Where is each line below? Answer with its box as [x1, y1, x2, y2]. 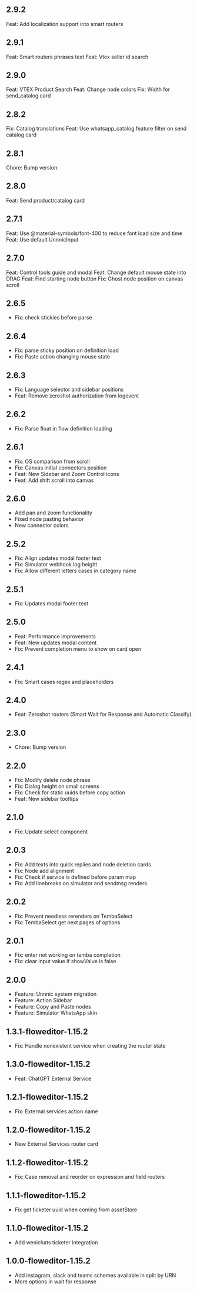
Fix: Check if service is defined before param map [14, 873, 136, 881]
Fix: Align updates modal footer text [14, 555, 102, 562]
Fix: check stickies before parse [14, 314, 92, 321]
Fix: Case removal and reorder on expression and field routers [14, 1173, 165, 1181]
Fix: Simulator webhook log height [14, 561, 98, 568]
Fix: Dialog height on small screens [14, 783, 100, 790]
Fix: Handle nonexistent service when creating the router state [14, 1042, 166, 1049]
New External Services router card [14, 1140, 99, 1147]
